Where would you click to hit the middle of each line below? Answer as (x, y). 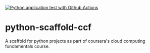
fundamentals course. (27, 46)
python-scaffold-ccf (48, 27)
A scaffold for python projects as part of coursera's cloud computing (75, 41)
